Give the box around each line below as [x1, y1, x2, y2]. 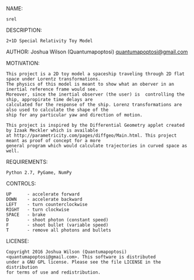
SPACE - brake [6, 212, 46, 218]
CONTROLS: [6, 180, 36, 187]
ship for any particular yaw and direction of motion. [6, 112, 143, 118]
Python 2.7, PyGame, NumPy [6, 170, 72, 176]
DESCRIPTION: [6, 26, 42, 33]
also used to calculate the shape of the [6, 107, 109, 113]
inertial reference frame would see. [6, 86, 98, 92]
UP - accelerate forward [6, 191, 80, 197]
